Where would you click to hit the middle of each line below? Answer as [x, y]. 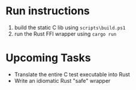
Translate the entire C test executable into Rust [72, 74]
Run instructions [48, 11]
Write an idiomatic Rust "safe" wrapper [62, 80]
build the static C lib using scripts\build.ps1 [70, 27]
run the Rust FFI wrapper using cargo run [65, 33]
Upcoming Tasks [48, 58]
